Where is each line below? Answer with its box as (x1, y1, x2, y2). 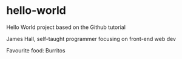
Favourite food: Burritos (6, 46, 66, 54)
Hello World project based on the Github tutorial (6, 23, 126, 31)
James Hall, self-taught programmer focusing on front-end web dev (6, 35, 176, 42)
